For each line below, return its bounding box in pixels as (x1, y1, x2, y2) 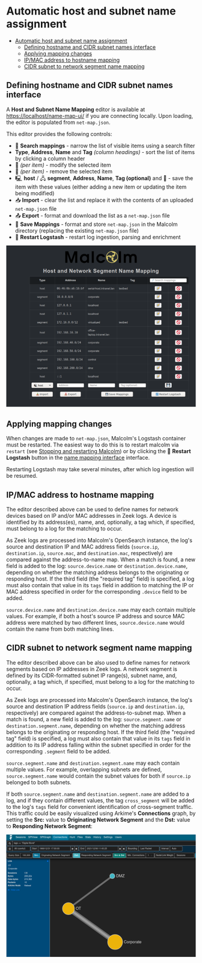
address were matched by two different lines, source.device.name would (6, 619, 185, 626)
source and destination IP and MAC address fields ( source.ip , (6, 543, 159, 550)
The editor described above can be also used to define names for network (6, 659, 191, 666)
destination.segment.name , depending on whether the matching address (6, 722, 185, 729)
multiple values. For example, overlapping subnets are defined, (6, 765, 162, 773)
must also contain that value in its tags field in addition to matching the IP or (6, 582, 194, 589)
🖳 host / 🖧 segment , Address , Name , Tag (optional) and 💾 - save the (14, 174, 194, 182)
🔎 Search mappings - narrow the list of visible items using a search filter (14, 142, 195, 149)
